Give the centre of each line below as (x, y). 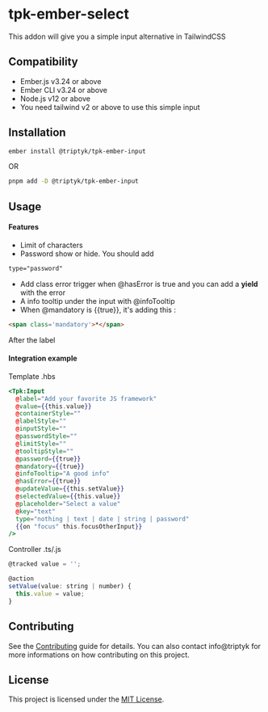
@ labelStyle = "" (41, 421)
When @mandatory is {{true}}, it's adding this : (98, 310)
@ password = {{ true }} (48, 459)
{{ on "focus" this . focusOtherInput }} (79, 526)
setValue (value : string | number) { (70, 587)
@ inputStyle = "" (41, 429)
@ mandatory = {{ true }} (50, 466)
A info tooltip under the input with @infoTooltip (97, 301)
